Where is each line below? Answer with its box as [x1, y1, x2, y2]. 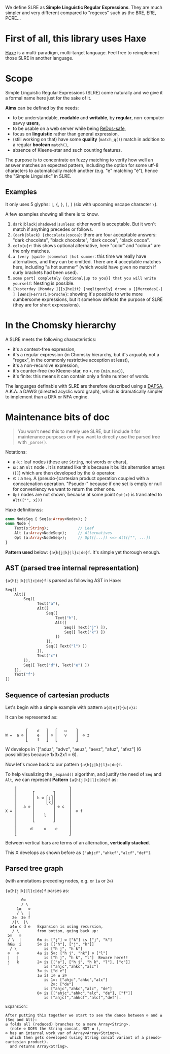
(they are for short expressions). [12, 301, 80, 308]
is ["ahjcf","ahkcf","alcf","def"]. [44, 995, 122, 1000]
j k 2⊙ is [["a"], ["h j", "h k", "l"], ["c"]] [7, 959, 130, 965]
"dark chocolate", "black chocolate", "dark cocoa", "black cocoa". [12, 237, 150, 243]
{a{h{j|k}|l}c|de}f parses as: [5, 888, 70, 894]
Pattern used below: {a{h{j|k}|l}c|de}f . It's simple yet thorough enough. [5, 549, 161, 555]
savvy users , [12, 120, 40, 126]
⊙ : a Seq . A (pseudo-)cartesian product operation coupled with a [12, 475, 149, 481]
